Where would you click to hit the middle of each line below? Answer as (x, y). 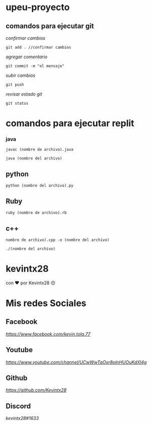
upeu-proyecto (38, 7)
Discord (18, 406)
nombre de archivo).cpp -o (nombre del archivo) (58, 240)
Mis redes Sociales (46, 303)
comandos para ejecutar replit (70, 123)
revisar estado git (24, 94)
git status (17, 103)
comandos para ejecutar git (50, 26)
